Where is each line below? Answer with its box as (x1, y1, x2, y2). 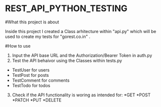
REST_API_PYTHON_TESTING (5, 3, 128, 14)
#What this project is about (5, 19, 59, 25)
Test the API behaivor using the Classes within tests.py (12, 57, 123, 63)
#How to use (5, 43, 31, 49)
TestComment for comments (12, 77, 70, 83)
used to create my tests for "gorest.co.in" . (5, 34, 90, 39)
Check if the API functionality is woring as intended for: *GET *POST (12, 92, 151, 98)
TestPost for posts (12, 72, 49, 78)
